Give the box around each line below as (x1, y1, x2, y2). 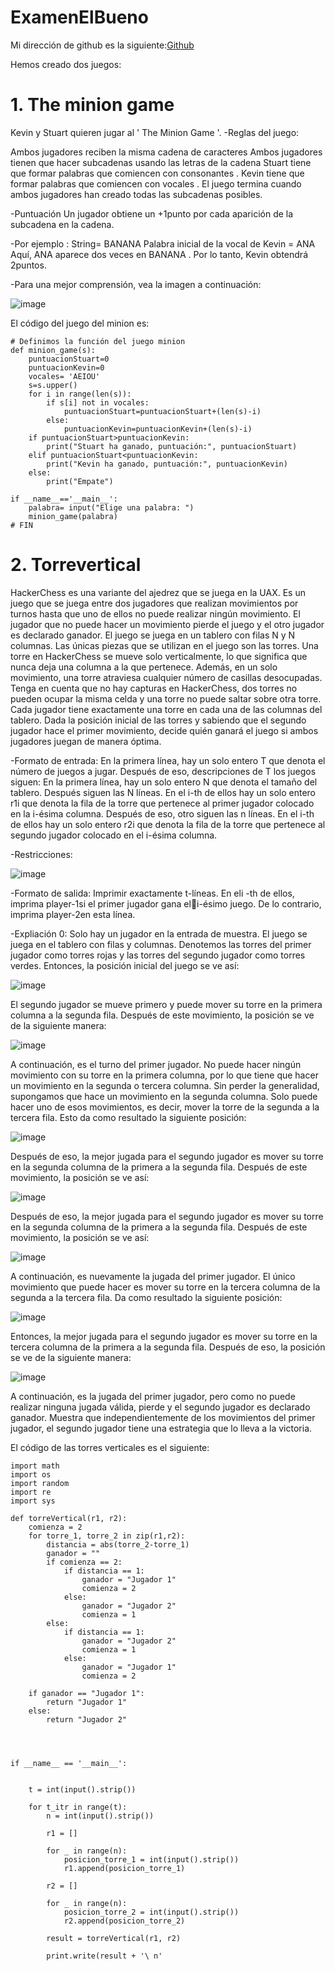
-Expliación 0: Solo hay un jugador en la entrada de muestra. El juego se (10, 927, 308, 940)
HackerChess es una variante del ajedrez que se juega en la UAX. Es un (10, 586, 306, 598)
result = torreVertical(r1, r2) (46, 1933, 182, 1943)
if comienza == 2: (46, 1557, 123, 1567)
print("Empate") (46, 476, 114, 486)
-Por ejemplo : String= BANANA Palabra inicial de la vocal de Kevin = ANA (10, 237, 316, 250)
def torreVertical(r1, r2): (10, 1513, 128, 1523)
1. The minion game (10, 94, 175, 116)
